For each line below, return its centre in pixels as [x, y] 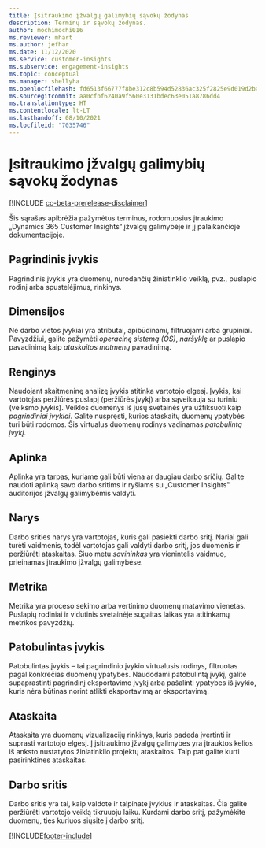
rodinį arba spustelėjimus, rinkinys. [65, 287]
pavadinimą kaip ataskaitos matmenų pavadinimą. [90, 347]
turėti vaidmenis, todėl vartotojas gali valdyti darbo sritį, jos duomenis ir [125, 545]
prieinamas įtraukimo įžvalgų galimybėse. [76, 562]
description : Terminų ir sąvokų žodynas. [78, 23]
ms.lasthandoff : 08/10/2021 [55, 118]
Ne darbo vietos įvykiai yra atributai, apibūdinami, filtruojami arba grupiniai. [131, 331]
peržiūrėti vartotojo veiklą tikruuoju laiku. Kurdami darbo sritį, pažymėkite [127, 812]
